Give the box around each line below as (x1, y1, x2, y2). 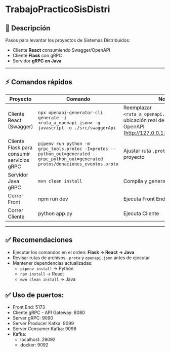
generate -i (37, 115, 67, 120)
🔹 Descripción (5, 24, 51, 32)
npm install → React (20, 270, 64, 277)
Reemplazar (123, 104, 152, 111)
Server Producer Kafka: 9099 (12, 321, 74, 327)
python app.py (37, 209, 72, 217)
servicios (8, 156, 29, 163)
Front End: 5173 (12, 304, 46, 310)
